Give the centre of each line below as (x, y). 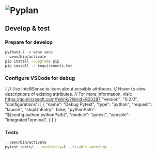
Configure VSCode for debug (40, 78)
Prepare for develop (29, 42)
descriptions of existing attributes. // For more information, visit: (69, 94)
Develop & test (27, 28)
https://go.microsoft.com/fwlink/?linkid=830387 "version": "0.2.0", (71, 99)
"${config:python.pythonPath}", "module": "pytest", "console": (67, 115)
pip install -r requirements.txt (39, 66)
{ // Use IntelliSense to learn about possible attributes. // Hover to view (75, 89)
